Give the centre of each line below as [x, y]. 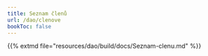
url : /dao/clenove [34, 20]
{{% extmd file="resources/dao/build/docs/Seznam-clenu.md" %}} [104, 46]
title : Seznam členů [37, 13]
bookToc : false [29, 26]
